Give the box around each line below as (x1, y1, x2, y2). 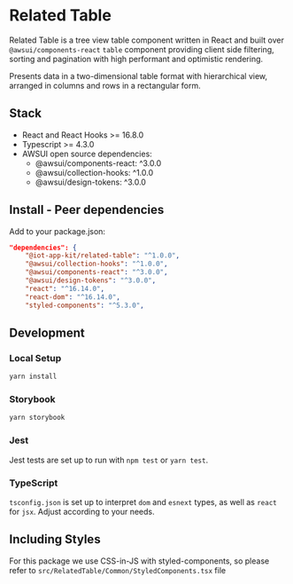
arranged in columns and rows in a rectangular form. (9, 80, 201, 91)
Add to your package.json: (9, 225, 106, 236)
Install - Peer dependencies (9, 202, 165, 217)
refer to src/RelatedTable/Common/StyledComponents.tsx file (9, 564, 227, 575)
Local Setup (9, 351, 62, 364)
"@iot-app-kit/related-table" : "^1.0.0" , (25, 251, 180, 260)
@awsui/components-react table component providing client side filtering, (9, 43, 274, 54)
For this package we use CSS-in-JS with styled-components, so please (9, 556, 270, 566)
